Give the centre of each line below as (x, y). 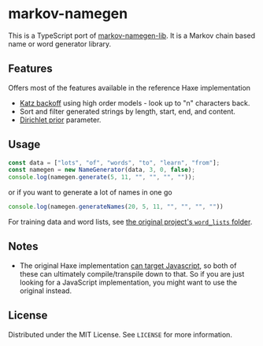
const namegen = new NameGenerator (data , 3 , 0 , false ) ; (102, 170)
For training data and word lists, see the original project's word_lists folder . (130, 222)
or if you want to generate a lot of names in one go (90, 192)
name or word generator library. (60, 43)
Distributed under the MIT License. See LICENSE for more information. (120, 334)
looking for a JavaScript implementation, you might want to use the (128, 282)
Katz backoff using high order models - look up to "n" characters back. (135, 102)
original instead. (46, 290)
